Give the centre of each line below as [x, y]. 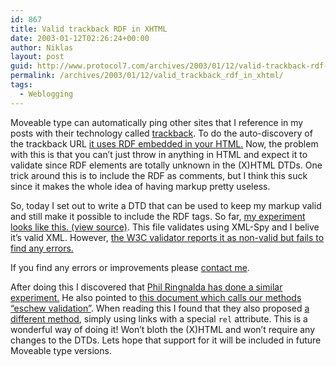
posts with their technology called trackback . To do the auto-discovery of [161, 133]
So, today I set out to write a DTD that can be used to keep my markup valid [166, 205]
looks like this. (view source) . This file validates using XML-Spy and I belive [165, 227]
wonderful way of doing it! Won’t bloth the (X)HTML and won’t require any [163, 329]
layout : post [37, 57]
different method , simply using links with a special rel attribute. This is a [159, 318]
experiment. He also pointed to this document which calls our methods [156, 297]
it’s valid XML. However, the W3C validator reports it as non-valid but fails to [167, 237]
